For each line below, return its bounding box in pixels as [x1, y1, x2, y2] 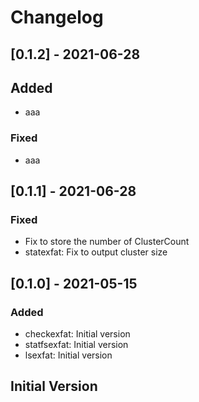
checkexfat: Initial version [24, 328, 131, 340]
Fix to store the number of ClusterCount [24, 236, 190, 248]
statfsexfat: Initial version [24, 339, 129, 351]
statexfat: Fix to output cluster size [24, 246, 168, 258]
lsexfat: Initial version [24, 349, 113, 361]
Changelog [10, 6, 104, 29]
